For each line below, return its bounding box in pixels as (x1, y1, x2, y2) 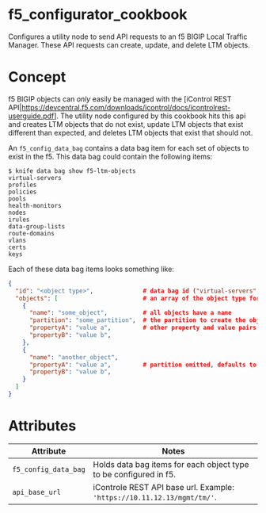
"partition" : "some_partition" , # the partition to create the (28, 316, 246, 324)
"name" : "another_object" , (28, 353, 119, 362)
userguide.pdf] (8, 111, 57, 121)
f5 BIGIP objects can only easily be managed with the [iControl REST (8, 94, 232, 104)
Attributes (8, 417, 77, 435)
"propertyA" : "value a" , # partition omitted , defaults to (28, 361, 257, 369)
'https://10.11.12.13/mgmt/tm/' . (93, 492, 218, 503)
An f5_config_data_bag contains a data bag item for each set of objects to (8, 143, 249, 152)
